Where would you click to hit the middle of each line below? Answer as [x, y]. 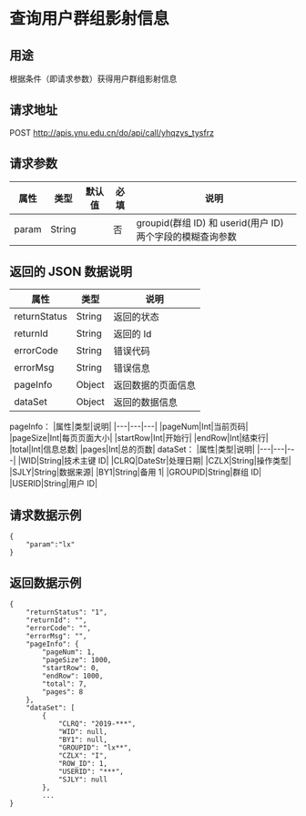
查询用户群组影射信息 [90, 19]
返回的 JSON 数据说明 [71, 272]
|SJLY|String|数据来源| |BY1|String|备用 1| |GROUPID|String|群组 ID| [136, 472]
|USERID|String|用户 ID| [54, 484]
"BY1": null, [82, 740]
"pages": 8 [63, 692]
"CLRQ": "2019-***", [97, 724]
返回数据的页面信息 [154, 385]
